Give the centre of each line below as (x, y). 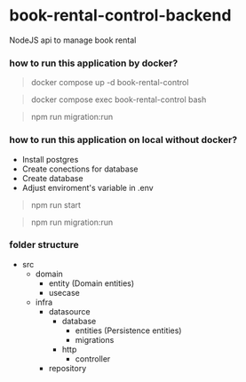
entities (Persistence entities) (128, 330)
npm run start (56, 204)
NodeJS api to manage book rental (73, 40)
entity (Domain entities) (91, 283)
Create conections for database (80, 169)
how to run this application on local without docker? (123, 140)
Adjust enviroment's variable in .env (87, 187)
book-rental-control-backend (120, 16)
